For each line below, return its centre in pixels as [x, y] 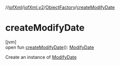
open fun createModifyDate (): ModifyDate [50, 47]
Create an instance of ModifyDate [41, 57]
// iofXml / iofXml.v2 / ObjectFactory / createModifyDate [60, 7]
